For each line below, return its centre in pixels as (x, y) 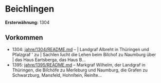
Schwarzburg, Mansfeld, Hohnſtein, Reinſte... (57, 75)
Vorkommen (24, 38)
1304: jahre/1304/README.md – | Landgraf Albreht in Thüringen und (80, 49)
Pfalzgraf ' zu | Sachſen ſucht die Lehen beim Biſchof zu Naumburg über (84, 54)
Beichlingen (30, 9)
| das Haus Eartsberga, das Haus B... (49, 60)
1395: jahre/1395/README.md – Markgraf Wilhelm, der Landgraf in (79, 65)
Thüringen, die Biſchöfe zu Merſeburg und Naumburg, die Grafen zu (80, 70)
